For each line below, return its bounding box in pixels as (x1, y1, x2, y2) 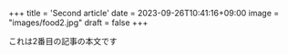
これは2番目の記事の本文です (8, 36, 118, 46)
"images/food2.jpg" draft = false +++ (8, 17, 149, 28)
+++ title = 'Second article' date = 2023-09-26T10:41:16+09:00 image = (8, 8, 280, 18)
